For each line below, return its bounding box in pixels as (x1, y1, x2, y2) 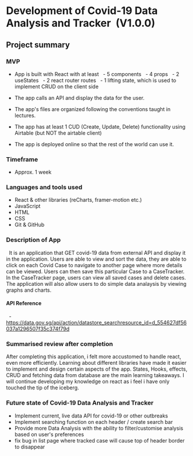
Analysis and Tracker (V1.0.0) (6, 16, 156, 30)
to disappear (14, 443, 45, 450)
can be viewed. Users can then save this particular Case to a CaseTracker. (6, 268, 185, 275)
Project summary (6, 40, 70, 50)
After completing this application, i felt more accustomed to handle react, (6, 353, 182, 360)
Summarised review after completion (6, 340, 113, 348)
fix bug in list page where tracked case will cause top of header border (14, 437, 185, 444)
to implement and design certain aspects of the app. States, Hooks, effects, (6, 365, 188, 372)
